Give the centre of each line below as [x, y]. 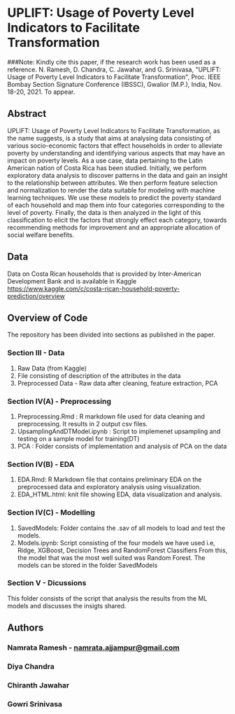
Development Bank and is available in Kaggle [72, 281]
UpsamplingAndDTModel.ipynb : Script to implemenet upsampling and [119, 431]
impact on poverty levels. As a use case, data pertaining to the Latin [105, 160]
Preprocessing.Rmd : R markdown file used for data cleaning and [111, 416]
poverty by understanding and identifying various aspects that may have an [116, 153]
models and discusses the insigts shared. [67, 605]
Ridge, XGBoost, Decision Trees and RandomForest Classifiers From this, [122, 550]
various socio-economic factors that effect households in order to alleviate [115, 146]
